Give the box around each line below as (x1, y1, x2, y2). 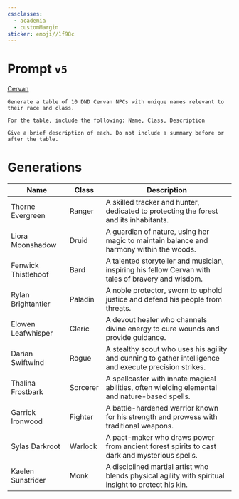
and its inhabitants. (105, 215, 169, 225)
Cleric (69, 324, 90, 334)
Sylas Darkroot (11, 441, 60, 451)
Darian (11, 349, 33, 359)
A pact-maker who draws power (105, 433, 215, 443)
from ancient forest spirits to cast (105, 441, 217, 451)
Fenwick (11, 261, 39, 271)
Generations (7, 160, 83, 175)
